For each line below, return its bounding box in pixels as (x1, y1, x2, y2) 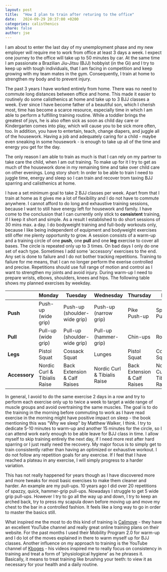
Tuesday (66, 292, 87, 298)
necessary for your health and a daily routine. (5, 562, 98, 567)
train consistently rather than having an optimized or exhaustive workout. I (5, 447, 158, 452)
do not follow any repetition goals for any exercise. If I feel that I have (5, 452, 147, 458)
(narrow (94, 310, 113, 316)
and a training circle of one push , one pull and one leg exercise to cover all (5, 238, 159, 244)
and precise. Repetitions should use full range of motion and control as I (5, 264, 153, 270)
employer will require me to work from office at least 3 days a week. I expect (5, 49, 162, 55)
